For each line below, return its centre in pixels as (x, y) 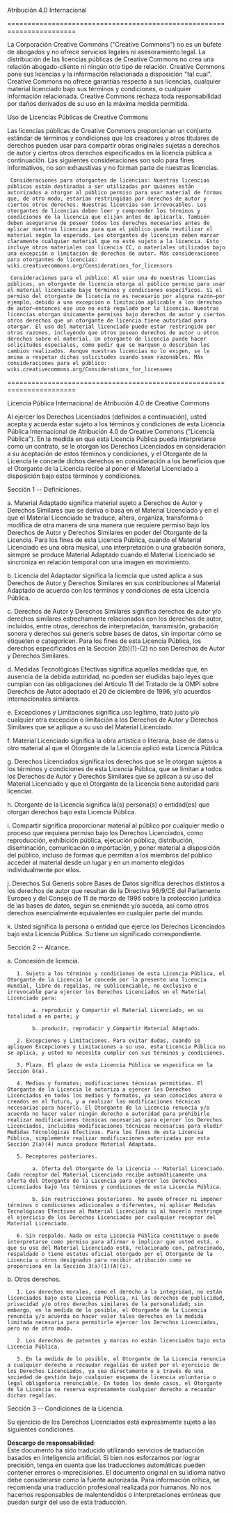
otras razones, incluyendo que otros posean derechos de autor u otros (113, 333)
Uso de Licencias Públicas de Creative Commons (78, 117)
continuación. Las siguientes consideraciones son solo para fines (101, 160)
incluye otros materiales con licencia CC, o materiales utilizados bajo (116, 247)
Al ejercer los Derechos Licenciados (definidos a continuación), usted (107, 417)
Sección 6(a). (28, 1071)
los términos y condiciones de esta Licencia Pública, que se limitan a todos (115, 769)
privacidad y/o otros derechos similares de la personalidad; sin (105, 1304)
